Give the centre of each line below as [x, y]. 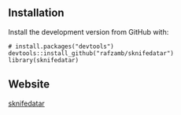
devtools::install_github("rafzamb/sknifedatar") [91, 53]
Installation [36, 13]
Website [29, 85]
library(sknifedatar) [44, 60]
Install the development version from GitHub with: [89, 32]
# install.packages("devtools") [61, 46]
